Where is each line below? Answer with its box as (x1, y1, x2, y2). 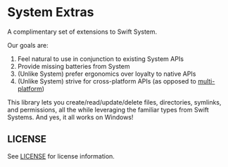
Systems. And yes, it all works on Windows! (7, 113, 134, 121)
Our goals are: (7, 41, 49, 49)
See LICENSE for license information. (7, 152, 115, 160)
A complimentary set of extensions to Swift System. (7, 27, 158, 36)
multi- (198, 76, 215, 85)
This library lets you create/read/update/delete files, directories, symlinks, (7, 98, 222, 106)
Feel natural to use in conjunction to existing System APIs (17, 54, 184, 63)
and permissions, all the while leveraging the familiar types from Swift (7, 105, 209, 114)
